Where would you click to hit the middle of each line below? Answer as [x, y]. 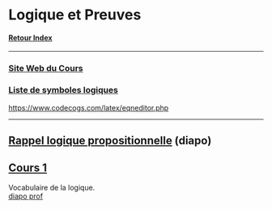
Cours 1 [28, 168]
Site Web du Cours [46, 69]
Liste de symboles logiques [64, 90]
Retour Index [30, 37]
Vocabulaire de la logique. [52, 187]
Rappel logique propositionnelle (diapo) [110, 140]
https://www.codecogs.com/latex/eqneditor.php [89, 107]
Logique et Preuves [75, 15]
